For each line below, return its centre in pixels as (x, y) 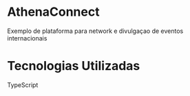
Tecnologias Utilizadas (74, 66)
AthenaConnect (53, 12)
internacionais (27, 38)
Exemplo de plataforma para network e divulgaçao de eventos (95, 31)
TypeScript (23, 85)
